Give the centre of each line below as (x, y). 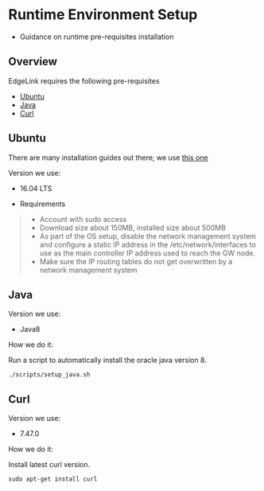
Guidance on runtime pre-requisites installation (97, 37)
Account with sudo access (83, 219)
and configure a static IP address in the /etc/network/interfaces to (148, 244)
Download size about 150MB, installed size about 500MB (133, 228)
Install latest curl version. (49, 465)
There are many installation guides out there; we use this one (108, 158)
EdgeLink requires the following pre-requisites (84, 80)
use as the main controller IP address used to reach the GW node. (148, 253)
